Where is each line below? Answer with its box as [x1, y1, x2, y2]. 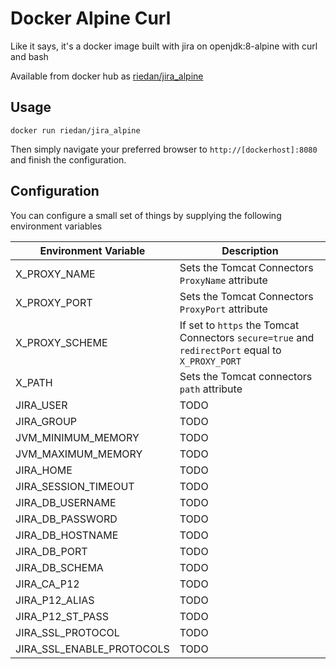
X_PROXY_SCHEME [15, 335, 108, 349]
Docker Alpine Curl [10, 7, 172, 30]
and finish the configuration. [10, 153, 127, 166]
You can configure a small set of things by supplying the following [10, 209, 282, 221]
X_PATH [15, 375, 53, 389]
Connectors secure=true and [179, 330, 315, 344]
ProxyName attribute [179, 273, 268, 287]
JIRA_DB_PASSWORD [15, 512, 118, 526]
